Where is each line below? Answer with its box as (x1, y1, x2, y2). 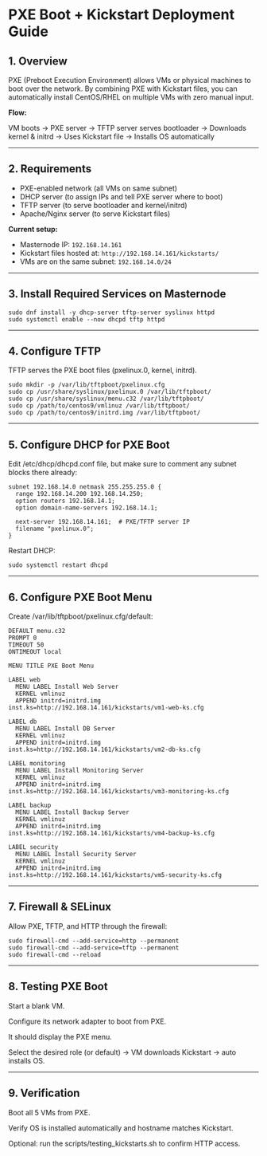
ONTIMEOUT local (8, 648, 62, 656)
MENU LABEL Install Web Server (15, 683, 119, 691)
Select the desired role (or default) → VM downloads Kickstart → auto (8, 1047, 237, 1057)
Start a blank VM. (8, 1001, 65, 1010)
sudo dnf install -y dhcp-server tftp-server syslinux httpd (8, 309, 215, 317)
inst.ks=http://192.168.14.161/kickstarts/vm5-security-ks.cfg (8, 871, 222, 879)
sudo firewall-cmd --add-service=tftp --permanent (8, 943, 180, 952)
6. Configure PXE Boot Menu (8, 590, 153, 604)
